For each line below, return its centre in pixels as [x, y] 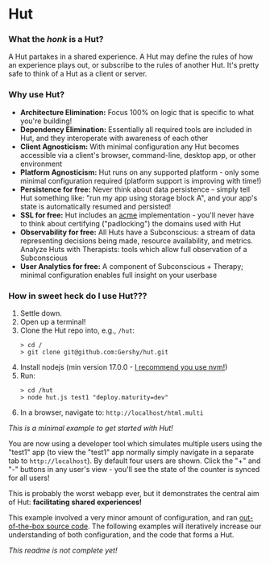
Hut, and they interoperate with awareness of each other [114, 138]
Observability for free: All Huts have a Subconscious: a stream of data [137, 232]
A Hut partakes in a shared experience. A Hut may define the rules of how [131, 56]
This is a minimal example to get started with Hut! [91, 428]
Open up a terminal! [53, 322]
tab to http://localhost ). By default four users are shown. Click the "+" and [135, 461]
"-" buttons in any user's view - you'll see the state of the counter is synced [134, 470]
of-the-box [27, 526]
